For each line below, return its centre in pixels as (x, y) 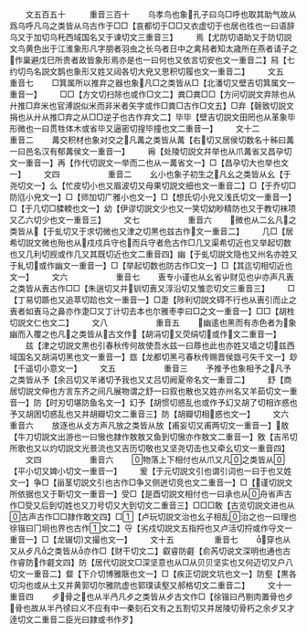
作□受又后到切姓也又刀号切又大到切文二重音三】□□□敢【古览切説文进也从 (152, 505)
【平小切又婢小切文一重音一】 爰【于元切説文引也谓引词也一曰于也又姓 (151, 471)
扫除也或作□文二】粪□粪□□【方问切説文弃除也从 (201, 94)
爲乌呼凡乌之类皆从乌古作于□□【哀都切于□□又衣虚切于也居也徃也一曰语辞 (152, 26)
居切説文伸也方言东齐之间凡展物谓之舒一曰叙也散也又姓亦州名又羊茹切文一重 (153, 391)
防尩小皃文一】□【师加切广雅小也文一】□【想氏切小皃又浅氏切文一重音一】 (153, 197)
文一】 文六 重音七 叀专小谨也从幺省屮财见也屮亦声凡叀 (152, 277)
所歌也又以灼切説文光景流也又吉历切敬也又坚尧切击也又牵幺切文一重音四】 (149, 448)
